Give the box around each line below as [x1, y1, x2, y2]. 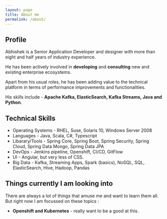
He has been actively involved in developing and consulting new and [5, 64, 150, 70]
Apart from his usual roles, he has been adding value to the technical [5, 79, 148, 85]
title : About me [5, 12, 39, 17]
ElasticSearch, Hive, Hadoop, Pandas [12, 165, 90, 171]
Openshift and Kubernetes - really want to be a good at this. [12, 207, 139, 214]
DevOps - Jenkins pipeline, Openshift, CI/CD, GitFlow [12, 149, 123, 155]
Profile [5, 35, 27, 44]
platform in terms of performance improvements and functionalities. [5, 84, 146, 91]
